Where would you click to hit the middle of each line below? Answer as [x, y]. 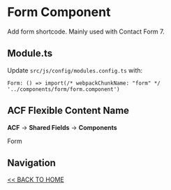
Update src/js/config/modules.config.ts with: [75, 70]
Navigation [31, 162]
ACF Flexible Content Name [68, 111]
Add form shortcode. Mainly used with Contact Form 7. [86, 31]
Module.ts [30, 53]
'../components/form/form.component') [64, 89]
